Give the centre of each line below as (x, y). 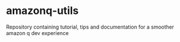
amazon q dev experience (38, 33)
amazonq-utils (43, 11)
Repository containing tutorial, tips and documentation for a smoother (90, 27)
